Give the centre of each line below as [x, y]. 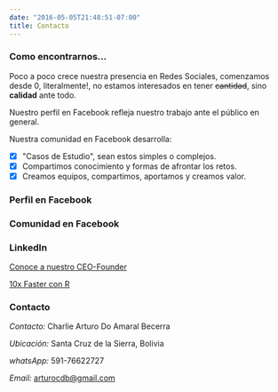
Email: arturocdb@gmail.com [62, 378]
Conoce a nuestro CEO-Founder [68, 267]
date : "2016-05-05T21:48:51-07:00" [75, 17]
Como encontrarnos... [58, 57]
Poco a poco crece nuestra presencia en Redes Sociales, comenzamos [139, 76]
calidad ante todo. [43, 95]
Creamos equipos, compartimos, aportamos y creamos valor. [134, 176]
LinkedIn [28, 247]
